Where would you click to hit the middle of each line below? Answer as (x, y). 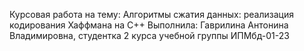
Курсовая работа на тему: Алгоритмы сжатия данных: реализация (151, 14)
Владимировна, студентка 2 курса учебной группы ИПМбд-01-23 (149, 35)
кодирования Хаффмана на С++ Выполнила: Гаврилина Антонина (149, 25)
